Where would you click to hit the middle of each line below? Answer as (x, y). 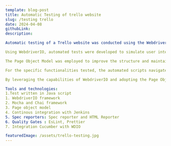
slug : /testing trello (29, 19)
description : (19, 34)
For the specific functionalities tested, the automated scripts (76, 70)
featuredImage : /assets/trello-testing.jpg (52, 136)
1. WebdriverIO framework (33, 98)
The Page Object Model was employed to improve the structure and (77, 61)
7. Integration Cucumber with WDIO (43, 127)
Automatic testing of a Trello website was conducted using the (75, 43)
